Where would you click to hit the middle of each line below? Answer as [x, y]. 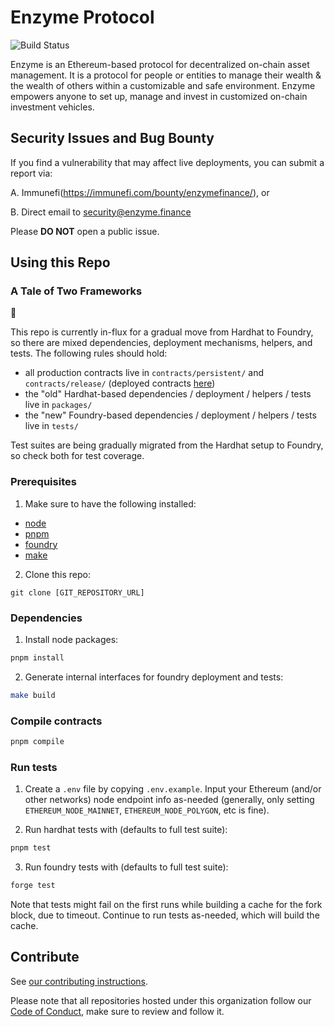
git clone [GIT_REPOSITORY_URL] [77, 592]
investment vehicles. [52, 107]
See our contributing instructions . [79, 981]
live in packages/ [58, 405]
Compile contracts [56, 721]
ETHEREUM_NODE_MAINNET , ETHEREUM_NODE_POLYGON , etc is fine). [147, 810]
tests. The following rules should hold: [89, 353]
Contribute [45, 957]
